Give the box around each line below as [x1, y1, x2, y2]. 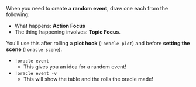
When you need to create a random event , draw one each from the [6, 5, 169, 12]
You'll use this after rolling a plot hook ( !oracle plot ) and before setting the [6, 40, 190, 46]
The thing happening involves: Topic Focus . [14, 28, 121, 35]
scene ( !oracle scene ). [6, 46, 63, 53]
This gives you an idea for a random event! [23, 63, 127, 70]
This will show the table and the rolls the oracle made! [23, 75, 153, 82]
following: [6, 11, 30, 18]
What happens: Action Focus [14, 23, 86, 29]
